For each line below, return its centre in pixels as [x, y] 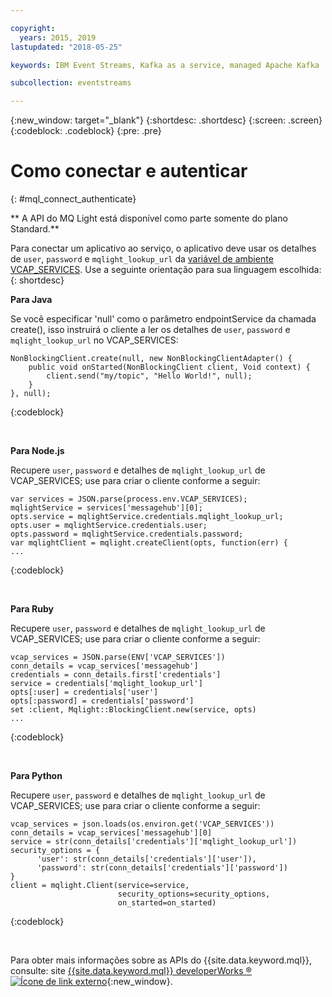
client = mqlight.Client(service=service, [100, 886]
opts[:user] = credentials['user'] [84, 692]
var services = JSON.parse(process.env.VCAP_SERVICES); [129, 499]
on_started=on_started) [167, 903]
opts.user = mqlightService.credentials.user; [109, 526]
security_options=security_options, [194, 894]
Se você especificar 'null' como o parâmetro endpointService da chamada [163, 319]
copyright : [33, 28]
